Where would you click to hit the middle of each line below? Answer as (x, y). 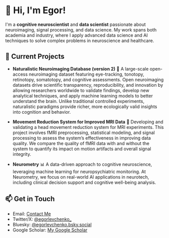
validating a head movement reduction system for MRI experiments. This (88, 127)
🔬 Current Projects (35, 57)
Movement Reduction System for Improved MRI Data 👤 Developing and (88, 122)
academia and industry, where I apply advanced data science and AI (77, 35)
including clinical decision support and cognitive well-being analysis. (84, 182)
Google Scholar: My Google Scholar (50, 230)
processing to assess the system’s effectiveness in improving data (81, 138)
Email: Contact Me (32, 214)
